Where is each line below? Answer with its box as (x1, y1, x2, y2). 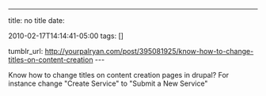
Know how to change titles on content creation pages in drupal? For (8, 71, 230, 79)
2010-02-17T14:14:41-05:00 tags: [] (8, 31, 124, 40)
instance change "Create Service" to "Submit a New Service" (8, 79, 208, 88)
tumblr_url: (8, 47, 44, 56)
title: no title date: (8, 16, 65, 25)
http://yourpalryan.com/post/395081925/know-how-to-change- (44, 47, 254, 56)
